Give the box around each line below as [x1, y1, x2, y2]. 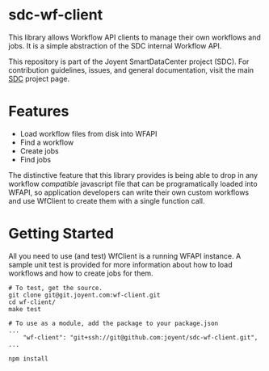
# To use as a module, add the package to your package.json [8, 319, 219, 327]
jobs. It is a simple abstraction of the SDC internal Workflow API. [8, 40, 222, 50]
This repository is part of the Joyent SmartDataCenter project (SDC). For [8, 57, 250, 66]
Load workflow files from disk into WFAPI [19, 129, 158, 138]
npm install [8, 354, 48, 363]
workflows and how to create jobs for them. [8, 268, 153, 278]
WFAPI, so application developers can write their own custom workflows [8, 188, 249, 197]
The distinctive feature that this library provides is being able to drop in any [8, 170, 258, 179]
